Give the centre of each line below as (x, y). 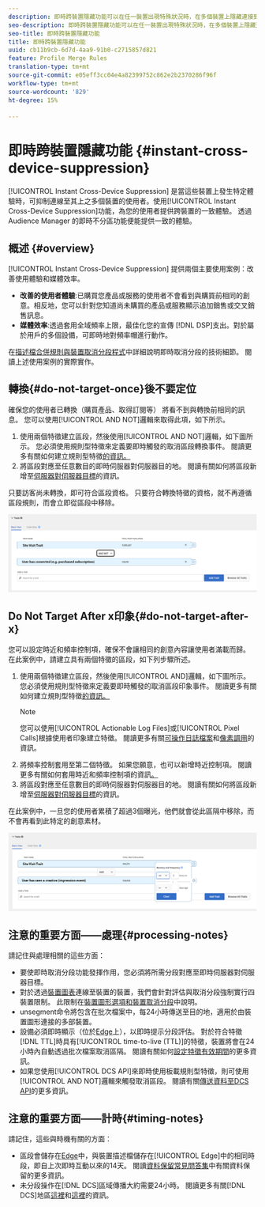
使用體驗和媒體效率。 (49, 278)
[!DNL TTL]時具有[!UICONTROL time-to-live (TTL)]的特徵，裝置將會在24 (137, 1042)
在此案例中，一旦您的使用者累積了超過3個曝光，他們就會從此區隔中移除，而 (131, 811)
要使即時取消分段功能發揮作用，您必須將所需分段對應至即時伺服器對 (130, 972)
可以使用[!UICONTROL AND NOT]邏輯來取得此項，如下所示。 (130, 419)
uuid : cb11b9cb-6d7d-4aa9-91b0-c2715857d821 (82, 50)
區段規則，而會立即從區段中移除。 (63, 502)
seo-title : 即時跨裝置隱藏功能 (54, 33)
